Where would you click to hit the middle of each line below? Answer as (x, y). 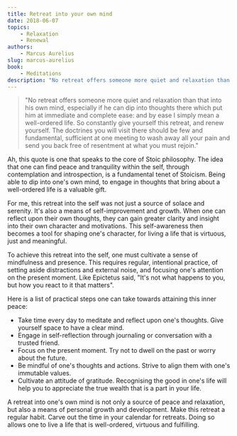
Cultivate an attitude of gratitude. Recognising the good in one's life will (122, 381)
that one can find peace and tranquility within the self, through (98, 167)
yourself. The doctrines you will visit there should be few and (114, 131)
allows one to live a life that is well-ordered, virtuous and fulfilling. (104, 425)
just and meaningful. (37, 241)
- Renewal (35, 41)
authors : (20, 47)
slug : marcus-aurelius (41, 60)
